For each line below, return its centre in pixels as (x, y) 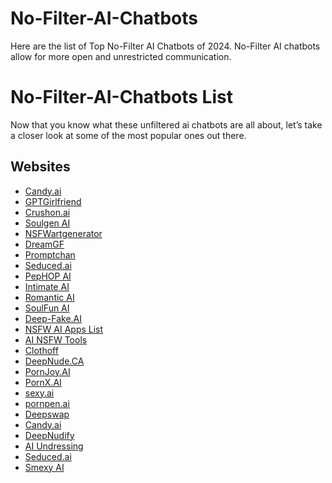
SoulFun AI (47, 308)
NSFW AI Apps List (64, 329)
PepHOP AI (48, 276)
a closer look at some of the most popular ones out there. (128, 135)
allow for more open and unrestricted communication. (121, 56)
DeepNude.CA (54, 361)
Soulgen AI (47, 223)
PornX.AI (43, 382)
